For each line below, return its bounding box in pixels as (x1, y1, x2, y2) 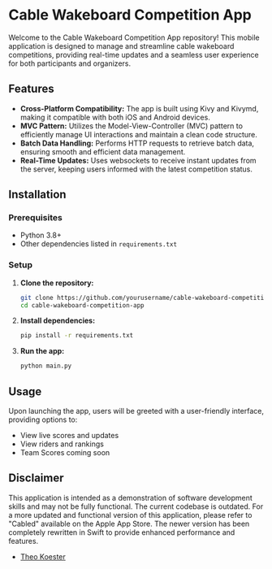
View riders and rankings (19, 439, 104, 449)
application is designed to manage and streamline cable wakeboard (8, 41, 235, 50)
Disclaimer (8, 471, 64, 485)
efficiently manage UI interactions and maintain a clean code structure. (19, 129, 258, 139)
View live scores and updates (19, 431, 119, 441)
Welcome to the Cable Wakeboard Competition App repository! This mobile (8, 33, 260, 42)
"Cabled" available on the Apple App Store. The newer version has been (8, 519, 250, 528)
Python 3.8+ (19, 230, 63, 241)
